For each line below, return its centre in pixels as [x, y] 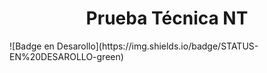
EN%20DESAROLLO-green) [66, 56]
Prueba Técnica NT [167, 18]
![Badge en [32, 46]
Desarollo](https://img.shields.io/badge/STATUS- [157, 46]
